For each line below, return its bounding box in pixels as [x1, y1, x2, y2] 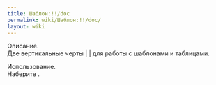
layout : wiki [7, 23, 45, 30]
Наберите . [7, 70, 40, 78]
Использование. [7, 63, 56, 71]
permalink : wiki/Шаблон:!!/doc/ [7, 17, 101, 23]
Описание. [7, 42, 39, 50]
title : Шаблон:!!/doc [7, 10, 70, 17]
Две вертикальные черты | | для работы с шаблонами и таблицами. [7, 49, 210, 57]
